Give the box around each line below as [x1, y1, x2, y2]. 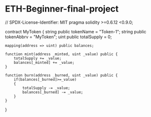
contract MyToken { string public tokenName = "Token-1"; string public [5, 29, 147, 34]
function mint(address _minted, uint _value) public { [5, 52, 118, 57]
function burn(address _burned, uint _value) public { [5, 73, 118, 78]
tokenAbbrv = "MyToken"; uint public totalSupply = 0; [5, 34, 112, 40]
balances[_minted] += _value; [14, 60, 75, 65]
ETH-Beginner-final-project [5, 3, 119, 15]
